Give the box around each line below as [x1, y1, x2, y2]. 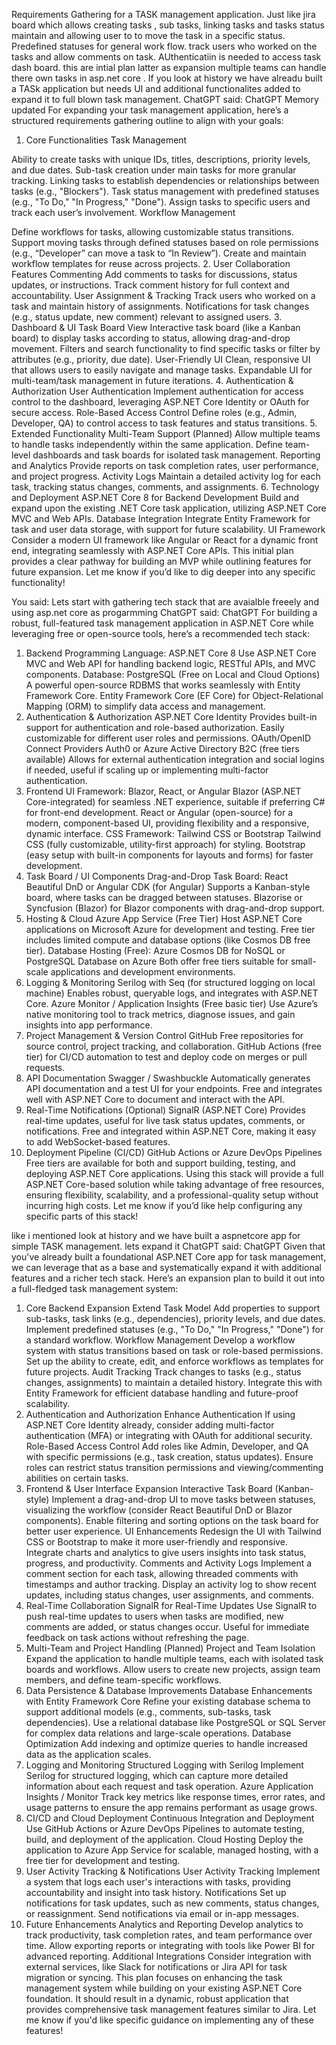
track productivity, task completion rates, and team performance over [25, 1929, 313, 1941]
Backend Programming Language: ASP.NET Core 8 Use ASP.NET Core [25, 647, 317, 659]
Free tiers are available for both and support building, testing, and [25, 1157, 296, 1169]
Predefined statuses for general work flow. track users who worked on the [11, 40, 318, 52]
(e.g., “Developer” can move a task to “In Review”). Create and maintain [11, 247, 307, 259]
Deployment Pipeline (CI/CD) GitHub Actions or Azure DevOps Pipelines [25, 1147, 323, 1158]
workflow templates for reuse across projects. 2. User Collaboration [11, 258, 291, 269]
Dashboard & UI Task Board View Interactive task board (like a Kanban [11, 322, 301, 333]
